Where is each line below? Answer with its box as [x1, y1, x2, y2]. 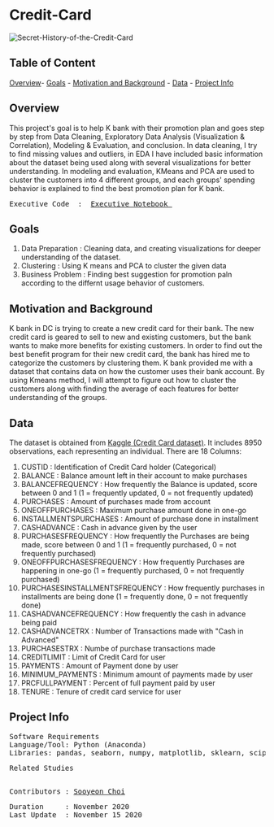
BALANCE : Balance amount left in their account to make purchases [20, 471, 248, 481]
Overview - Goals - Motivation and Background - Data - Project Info [9, 77, 234, 87]
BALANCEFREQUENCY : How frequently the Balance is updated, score [20, 480, 258, 489]
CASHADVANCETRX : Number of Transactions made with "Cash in [20, 626, 244, 636]
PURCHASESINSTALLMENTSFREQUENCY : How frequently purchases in [20, 583, 265, 593]
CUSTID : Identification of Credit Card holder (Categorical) [20, 462, 217, 472]
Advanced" [20, 635, 59, 644]
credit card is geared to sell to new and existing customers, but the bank [9, 332, 251, 342]
